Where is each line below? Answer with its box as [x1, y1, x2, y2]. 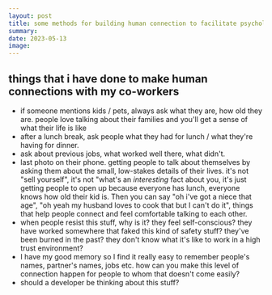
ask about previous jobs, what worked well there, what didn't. [19, 149, 226, 158]
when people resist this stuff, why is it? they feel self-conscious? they [19, 217, 253, 227]
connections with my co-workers [8, 84, 180, 98]
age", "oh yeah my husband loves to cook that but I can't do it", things [19, 200, 253, 210]
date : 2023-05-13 [8, 34, 67, 43]
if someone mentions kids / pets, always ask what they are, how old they [19, 106, 263, 116]
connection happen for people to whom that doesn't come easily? [19, 268, 240, 279]
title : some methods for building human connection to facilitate [8, 19, 237, 27]
